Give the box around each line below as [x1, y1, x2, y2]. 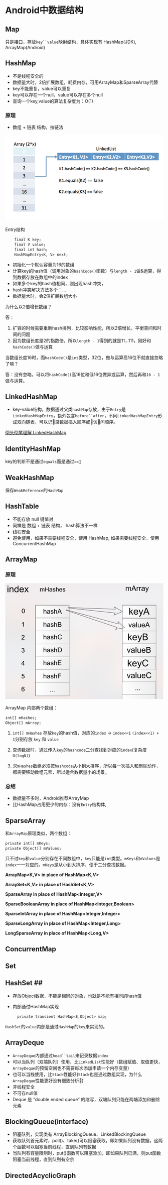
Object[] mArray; [5, 721, 42, 726]
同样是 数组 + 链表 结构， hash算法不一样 [12, 522, 98, 528]
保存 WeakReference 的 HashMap [5, 488, 64, 494]
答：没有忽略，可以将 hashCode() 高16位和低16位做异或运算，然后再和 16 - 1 [5, 371, 160, 377]
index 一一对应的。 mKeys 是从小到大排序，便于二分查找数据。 [5, 862, 129, 868]
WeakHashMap [5, 473, 54, 482]
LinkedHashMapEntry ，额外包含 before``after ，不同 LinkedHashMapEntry [12, 413, 158, 419]
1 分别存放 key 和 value [12, 736, 59, 742]
